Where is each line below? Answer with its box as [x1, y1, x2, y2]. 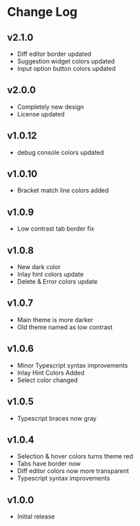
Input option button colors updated [16, 65, 116, 72]
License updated [16, 109, 65, 118]
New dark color [16, 263, 61, 271]
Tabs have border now [16, 459, 81, 468]
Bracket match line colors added [16, 187, 109, 195]
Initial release [16, 512, 55, 520]
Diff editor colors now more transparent [16, 467, 129, 475]
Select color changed [16, 376, 78, 384]
